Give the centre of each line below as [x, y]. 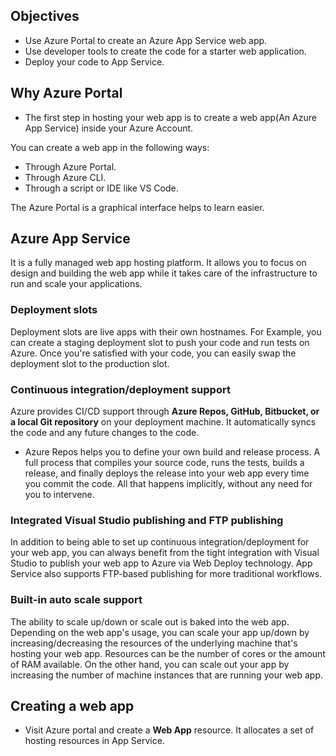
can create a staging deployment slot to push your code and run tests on [160, 342]
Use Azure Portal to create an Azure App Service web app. [146, 40]
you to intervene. [59, 495]
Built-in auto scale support [76, 600]
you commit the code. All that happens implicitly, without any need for [168, 484]
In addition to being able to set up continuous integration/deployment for [160, 542]
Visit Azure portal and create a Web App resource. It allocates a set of [169, 730]
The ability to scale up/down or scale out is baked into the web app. [150, 621]
